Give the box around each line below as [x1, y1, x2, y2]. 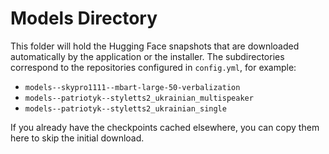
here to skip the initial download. [10, 132, 145, 144]
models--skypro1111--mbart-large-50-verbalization [24, 82, 241, 92]
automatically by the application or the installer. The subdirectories [10, 50, 285, 62]
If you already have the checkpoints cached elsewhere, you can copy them [10, 121, 320, 133]
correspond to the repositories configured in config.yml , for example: [10, 61, 297, 73]
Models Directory [10, 7, 158, 30]
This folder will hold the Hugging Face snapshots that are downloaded [10, 40, 300, 52]
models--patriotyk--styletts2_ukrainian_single [24, 103, 227, 114]
